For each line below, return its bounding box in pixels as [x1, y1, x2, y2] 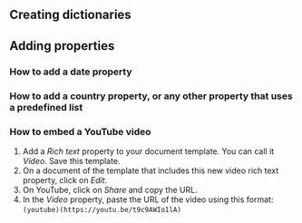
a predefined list [9, 101, 83, 113]
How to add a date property [9, 65, 133, 78]
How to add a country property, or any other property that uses [9, 90, 293, 102]
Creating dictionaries [9, 7, 132, 23]
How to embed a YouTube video [9, 125, 151, 138]
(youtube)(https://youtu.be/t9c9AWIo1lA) [22, 205, 181, 214]
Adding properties [9, 38, 115, 53]
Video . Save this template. [22, 155, 121, 166]
